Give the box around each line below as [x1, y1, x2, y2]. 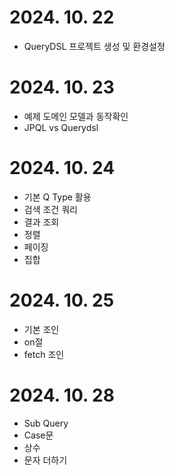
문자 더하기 [23, 454, 68, 466]
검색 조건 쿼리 [23, 203, 78, 215]
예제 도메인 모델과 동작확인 [23, 110, 129, 122]
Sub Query [23, 417, 69, 429]
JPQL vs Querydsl [23, 121, 99, 133]
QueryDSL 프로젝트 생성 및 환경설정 [23, 40, 166, 52]
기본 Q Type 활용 [23, 191, 92, 203]
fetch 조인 [23, 348, 65, 360]
